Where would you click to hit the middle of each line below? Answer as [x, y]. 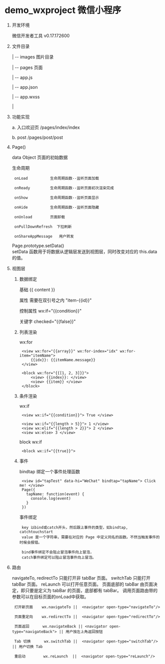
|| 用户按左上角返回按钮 [81, 632]
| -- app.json [25, 87]
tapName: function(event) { [55, 494]
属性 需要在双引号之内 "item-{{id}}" [56, 300]
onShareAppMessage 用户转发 [44, 236]
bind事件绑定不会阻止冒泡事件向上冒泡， [58, 552]
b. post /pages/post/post [37, 137]
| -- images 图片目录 [33, 57]
